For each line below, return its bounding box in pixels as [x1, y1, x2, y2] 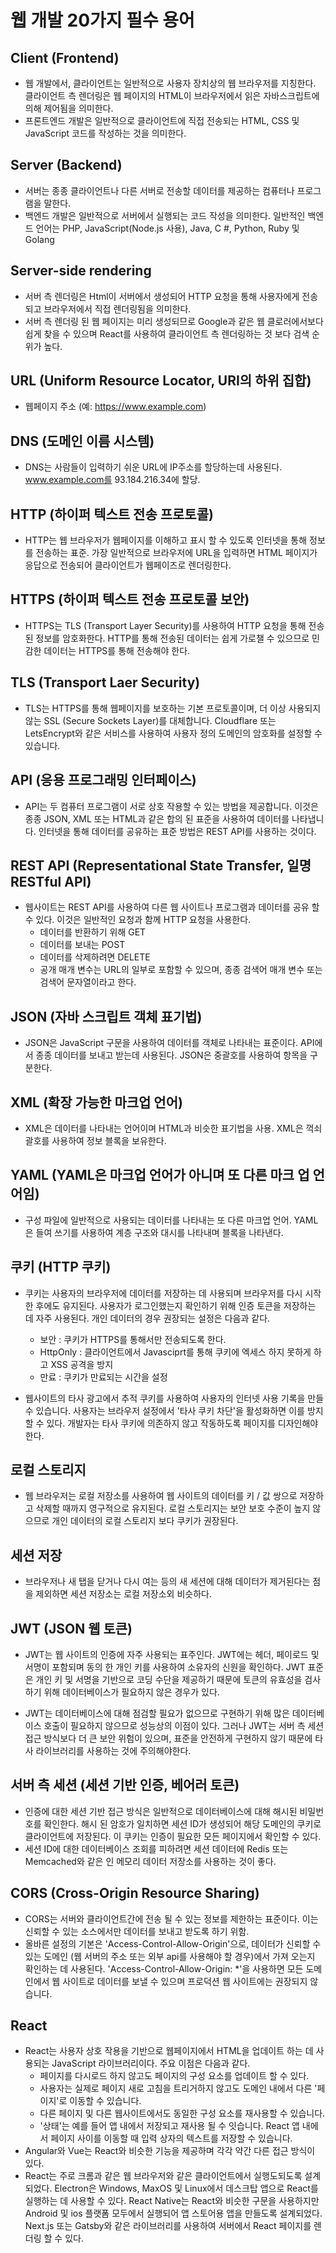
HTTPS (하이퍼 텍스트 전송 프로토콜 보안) [10, 591, 250, 608]
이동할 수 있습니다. [69, 2095, 142, 2107]
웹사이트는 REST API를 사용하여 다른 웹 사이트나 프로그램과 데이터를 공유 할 [24, 901, 320, 913]
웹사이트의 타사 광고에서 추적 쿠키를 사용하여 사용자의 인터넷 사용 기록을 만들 [24, 1392, 325, 1404]
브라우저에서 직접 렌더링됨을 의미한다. [43, 302, 192, 315]
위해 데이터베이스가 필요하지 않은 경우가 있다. [43, 1686, 220, 1698]
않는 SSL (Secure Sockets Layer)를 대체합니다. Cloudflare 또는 [24, 714, 277, 726]
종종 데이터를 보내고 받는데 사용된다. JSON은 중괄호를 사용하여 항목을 [35, 1049, 308, 1061]
